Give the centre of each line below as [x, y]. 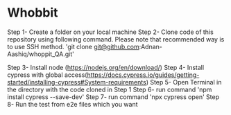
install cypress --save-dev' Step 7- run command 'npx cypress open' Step [113, 97]
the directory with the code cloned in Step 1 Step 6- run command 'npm [110, 89]
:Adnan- [151, 46]
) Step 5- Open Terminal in [184, 82]
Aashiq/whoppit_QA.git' [41, 54]
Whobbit [33, 13]
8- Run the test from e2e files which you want [72, 104]
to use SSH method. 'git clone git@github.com [74, 46]
